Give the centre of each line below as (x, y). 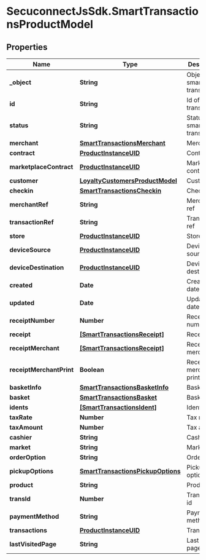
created (21, 285)
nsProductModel (50, 24)
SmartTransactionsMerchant (122, 143)
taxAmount (26, 427)
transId (20, 499)
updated (22, 303)
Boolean (92, 370)
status (19, 125)
